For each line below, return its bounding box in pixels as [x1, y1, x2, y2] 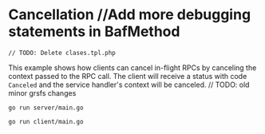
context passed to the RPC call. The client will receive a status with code [8, 71, 247, 81]
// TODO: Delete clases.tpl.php [8, 49, 116, 57]
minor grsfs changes [8, 88, 77, 97]
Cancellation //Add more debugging [8, 6, 251, 24]
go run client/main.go [8, 117, 84, 125]
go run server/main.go [8, 104, 84, 112]
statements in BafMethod [8, 22, 180, 41]
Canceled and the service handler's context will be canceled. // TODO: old [8, 80, 250, 89]
